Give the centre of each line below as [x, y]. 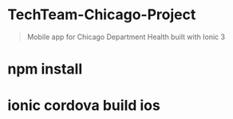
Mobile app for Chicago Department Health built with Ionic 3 [126, 37]
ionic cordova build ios [84, 106]
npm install [45, 69]
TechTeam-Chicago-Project [102, 15]
